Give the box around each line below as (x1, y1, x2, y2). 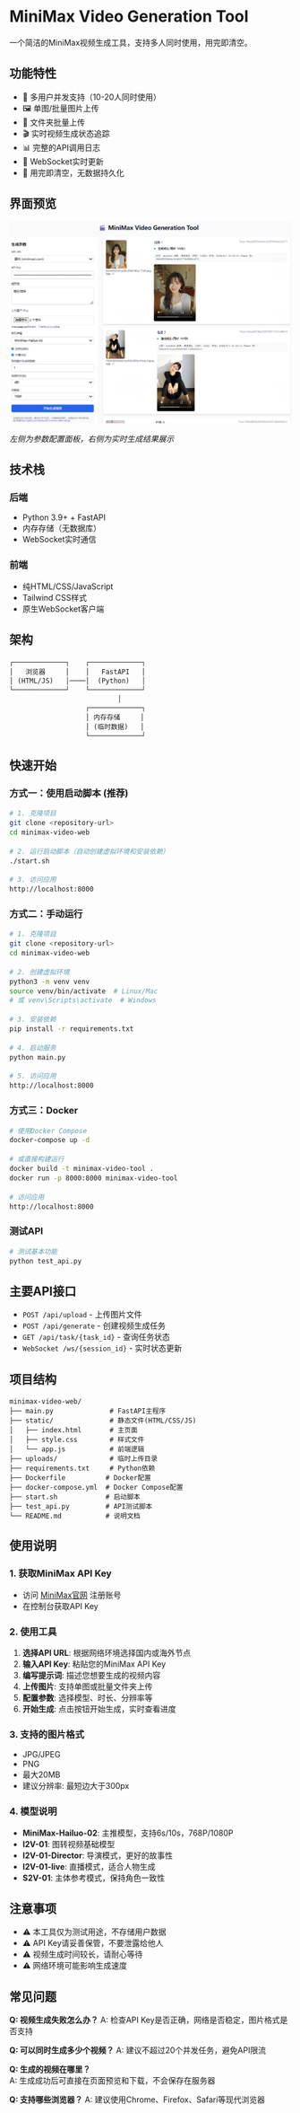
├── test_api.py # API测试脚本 (9, 1502, 153, 1511)
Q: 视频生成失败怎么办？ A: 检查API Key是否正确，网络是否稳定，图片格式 (9, 2014, 280, 2026)
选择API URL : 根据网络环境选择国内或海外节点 (21, 1648, 191, 1659)
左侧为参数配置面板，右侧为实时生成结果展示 (9, 433, 175, 444)
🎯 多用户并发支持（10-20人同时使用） (21, 92, 161, 102)
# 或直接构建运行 (9, 1155, 64, 1164)
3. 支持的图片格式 (9, 1728, 85, 1740)
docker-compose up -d (9, 1136, 90, 1145)
